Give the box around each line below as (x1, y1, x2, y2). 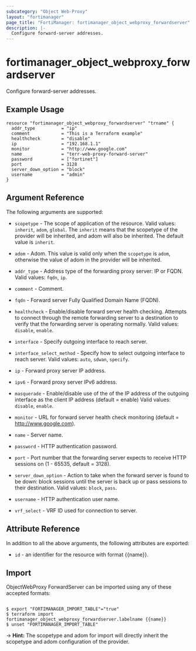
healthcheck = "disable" (11, 136, 91, 142)
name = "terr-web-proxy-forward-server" (11, 151, 148, 157)
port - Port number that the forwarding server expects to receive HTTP (14, 454, 187, 461)
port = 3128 (11, 161, 77, 167)
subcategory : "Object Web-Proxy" (6, 8, 88, 15)
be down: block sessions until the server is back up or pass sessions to (14, 478, 187, 485)
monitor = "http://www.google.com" (11, 146, 127, 152)
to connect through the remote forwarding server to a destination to (14, 314, 178, 321)
